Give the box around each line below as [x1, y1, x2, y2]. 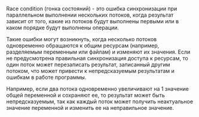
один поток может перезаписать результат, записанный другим [6, 61, 170, 68]
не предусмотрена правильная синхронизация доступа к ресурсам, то [6, 55, 188, 61]
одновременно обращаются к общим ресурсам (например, [6, 42, 160, 49]
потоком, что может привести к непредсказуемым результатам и [6, 67, 175, 74]
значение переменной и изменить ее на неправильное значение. [6, 104, 174, 111]
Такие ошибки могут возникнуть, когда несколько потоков [6, 36, 157, 42]
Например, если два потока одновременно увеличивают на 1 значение [6, 85, 189, 92]
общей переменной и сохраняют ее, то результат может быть [6, 92, 166, 98]
